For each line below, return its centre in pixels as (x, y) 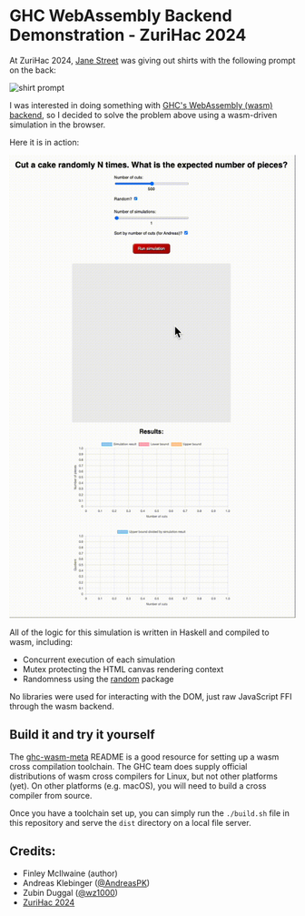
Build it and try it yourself (83, 735)
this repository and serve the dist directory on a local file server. (130, 822)
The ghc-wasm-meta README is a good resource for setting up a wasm (144, 757)
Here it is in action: (44, 142)
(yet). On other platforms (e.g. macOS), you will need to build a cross (138, 785)
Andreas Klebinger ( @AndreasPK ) (86, 882)
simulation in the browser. (58, 125)
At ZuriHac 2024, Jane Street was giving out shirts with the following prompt (152, 60)
